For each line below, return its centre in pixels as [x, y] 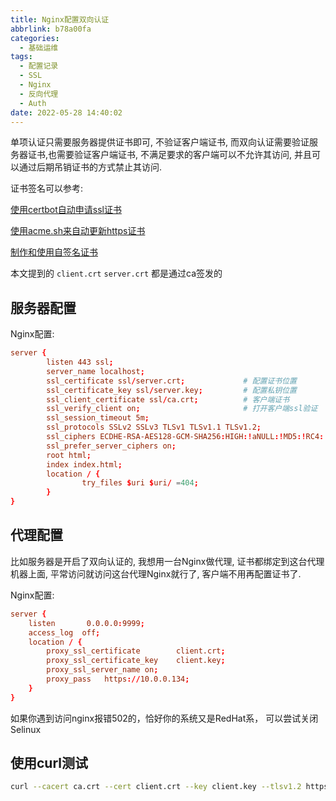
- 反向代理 [39, 94]
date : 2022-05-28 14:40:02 [66, 112]
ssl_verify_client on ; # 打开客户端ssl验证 [182, 409]
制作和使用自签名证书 [54, 252]
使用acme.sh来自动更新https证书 [78, 231]
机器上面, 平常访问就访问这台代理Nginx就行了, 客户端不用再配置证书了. [156, 573]
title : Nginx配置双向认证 [60, 19]
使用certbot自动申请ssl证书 [66, 210]
